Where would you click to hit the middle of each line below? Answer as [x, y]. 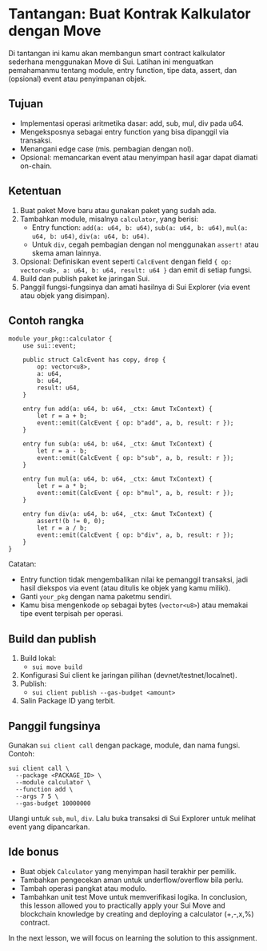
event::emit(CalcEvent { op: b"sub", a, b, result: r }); [135, 458]
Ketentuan [35, 191]
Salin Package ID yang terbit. [68, 701]
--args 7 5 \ [37, 796]
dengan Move [55, 31]
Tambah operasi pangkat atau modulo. [84, 888]
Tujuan [26, 104]
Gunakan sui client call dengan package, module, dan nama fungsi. [124, 745]
